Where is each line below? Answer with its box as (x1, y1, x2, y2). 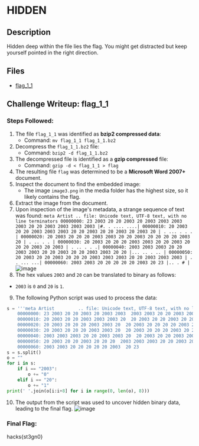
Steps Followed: (6, 117, 54, 125)
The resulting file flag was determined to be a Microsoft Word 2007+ (15, 168, 186, 175)
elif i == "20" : (17, 377, 58, 383)
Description (6, 27, 51, 37)
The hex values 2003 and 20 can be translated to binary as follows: (15, 271, 177, 278)
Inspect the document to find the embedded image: (15, 180, 141, 188)
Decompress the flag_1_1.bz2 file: (15, 143, 100, 150)
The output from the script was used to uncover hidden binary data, (15, 399, 181, 406)
